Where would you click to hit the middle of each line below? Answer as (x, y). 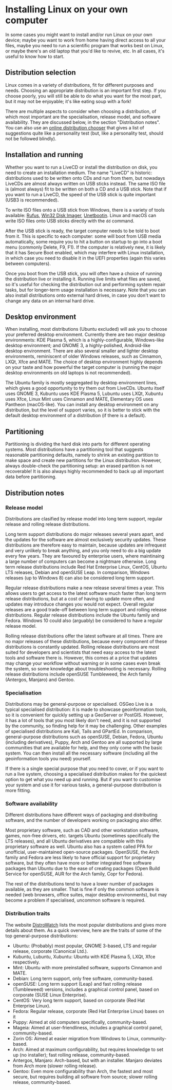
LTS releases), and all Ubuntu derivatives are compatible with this (74, 841)
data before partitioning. (31, 477)
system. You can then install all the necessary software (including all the (82, 753)
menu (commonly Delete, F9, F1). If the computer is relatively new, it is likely (85, 247)
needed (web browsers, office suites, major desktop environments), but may (86, 895)
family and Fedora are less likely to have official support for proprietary (80, 858)
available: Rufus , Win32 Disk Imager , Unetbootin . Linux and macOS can (81, 215)
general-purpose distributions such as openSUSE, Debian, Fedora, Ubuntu (84, 737)
